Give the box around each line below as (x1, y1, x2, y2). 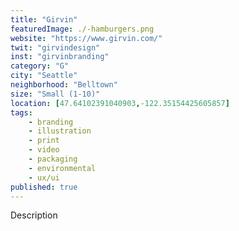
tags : (10, 107, 33, 118)
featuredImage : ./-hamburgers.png (10, 24, 155, 34)
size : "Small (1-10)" (10, 89, 101, 99)
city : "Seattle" (10, 71, 78, 81)
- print (28, 136, 60, 146)
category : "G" (10, 61, 70, 71)
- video (28, 145, 60, 155)
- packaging (28, 154, 78, 164)
